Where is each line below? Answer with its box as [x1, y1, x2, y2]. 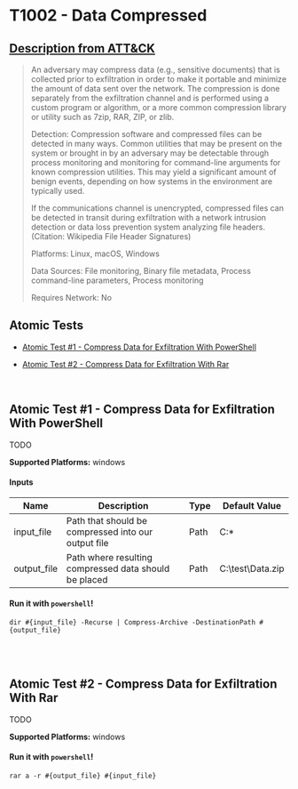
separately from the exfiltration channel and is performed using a [30, 93, 269, 103]
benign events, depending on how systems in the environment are [30, 176, 273, 187]
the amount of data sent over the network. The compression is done [30, 84, 280, 93]
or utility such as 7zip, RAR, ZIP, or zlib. [30, 112, 175, 122]
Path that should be [66, 514, 148, 527]
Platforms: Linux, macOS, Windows [30, 248, 160, 259]
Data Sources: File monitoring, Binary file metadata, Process [30, 266, 251, 276]
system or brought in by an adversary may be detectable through [30, 148, 270, 158]
